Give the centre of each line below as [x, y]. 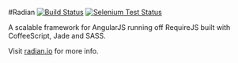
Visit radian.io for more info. [53, 51]
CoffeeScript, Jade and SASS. [57, 36]
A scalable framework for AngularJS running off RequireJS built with [119, 27]
